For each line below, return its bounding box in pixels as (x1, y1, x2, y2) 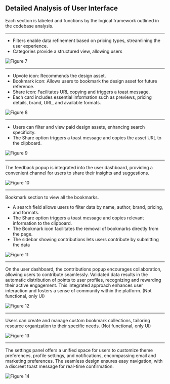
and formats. (12, 209, 39, 215)
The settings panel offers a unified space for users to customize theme (5, 347, 153, 353)
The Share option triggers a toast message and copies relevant (12, 215, 144, 221)
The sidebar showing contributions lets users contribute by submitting (12, 236, 159, 242)
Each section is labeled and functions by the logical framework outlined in (5, 17, 159, 23)
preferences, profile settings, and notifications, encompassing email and (5, 352, 156, 359)
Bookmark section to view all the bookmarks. (5, 194, 99, 200)
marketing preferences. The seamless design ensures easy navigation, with (5, 358, 163, 364)
